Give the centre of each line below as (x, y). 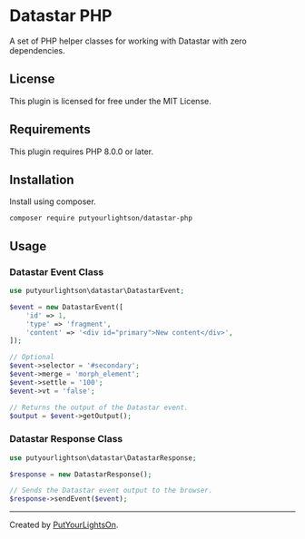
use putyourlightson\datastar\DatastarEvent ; (97, 291)
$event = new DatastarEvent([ (67, 307)
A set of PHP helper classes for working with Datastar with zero (128, 41)
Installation (42, 179)
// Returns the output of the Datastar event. (99, 407)
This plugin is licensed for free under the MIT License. (110, 101)
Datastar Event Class (57, 271)
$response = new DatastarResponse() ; (81, 474)
